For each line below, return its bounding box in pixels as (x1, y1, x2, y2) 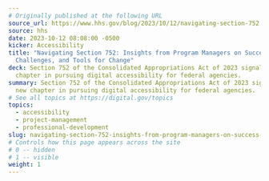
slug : (8, 131, 26, 139)
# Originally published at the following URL (8, 11, 163, 20)
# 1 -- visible (8, 153, 59, 161)
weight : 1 (8, 161, 42, 169)
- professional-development (15, 123, 110, 131)
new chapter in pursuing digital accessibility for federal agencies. (15, 86, 256, 95)
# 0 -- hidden (8, 146, 56, 154)
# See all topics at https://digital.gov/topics (8, 94, 174, 102)
